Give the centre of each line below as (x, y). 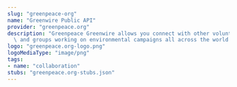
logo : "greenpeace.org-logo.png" (56, 46)
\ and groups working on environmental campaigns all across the (112, 40)
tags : (15, 60)
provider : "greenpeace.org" (49, 27)
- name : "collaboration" (44, 66)
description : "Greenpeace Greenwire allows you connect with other (109, 33)
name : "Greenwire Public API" (52, 20)
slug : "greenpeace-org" (42, 14)
